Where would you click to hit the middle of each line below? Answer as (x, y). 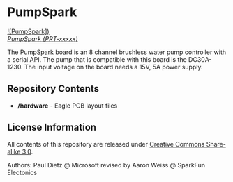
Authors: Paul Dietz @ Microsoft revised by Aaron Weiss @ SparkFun (106, 165)
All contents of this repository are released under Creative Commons (106, 144)
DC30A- (200, 59)
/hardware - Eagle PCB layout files (67, 106)
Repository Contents (53, 89)
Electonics (22, 172)
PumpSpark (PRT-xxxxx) (43, 38)
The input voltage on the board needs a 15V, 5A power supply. (113, 67)
